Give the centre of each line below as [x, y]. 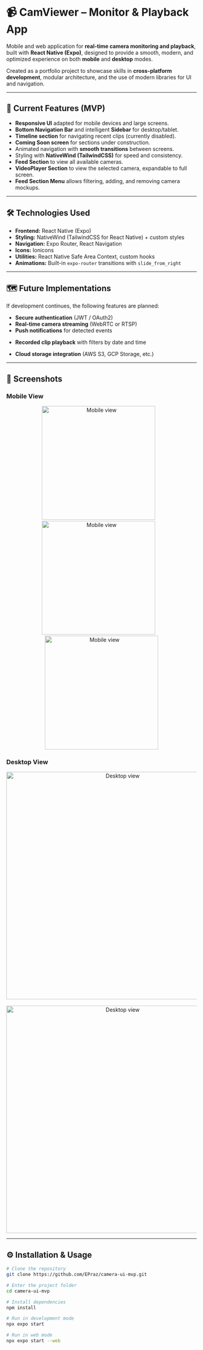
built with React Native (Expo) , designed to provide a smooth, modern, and [100, 52]
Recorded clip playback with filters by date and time [81, 342]
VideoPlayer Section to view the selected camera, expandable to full [101, 168]
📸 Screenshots [34, 379]
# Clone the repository [36, 1269]
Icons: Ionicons [34, 250]
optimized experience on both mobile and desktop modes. [79, 59]
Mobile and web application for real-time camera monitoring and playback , [101, 46]
